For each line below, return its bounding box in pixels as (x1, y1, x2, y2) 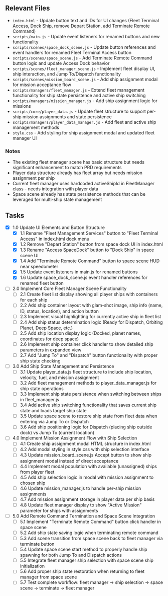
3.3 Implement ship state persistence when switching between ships (20, 391, 162, 397)
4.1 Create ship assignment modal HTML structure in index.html (20, 440, 151, 447)
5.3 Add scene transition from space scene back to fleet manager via (20, 536, 163, 542)
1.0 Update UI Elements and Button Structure (12, 224, 105, 231)
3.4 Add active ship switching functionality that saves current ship (20, 402, 157, 408)
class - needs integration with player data (12, 186, 99, 192)
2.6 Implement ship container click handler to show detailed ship (20, 341, 154, 347)
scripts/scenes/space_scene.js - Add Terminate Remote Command (12, 55, 152, 61)
